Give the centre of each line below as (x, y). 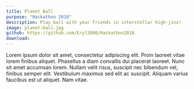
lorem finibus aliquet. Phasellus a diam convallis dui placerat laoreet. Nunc (96, 61)
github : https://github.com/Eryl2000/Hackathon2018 (70, 33)
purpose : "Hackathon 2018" (39, 17)
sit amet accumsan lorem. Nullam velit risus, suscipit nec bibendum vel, (92, 67)
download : (18, 38)
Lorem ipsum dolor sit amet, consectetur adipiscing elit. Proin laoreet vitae (96, 55)
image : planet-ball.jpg (35, 28)
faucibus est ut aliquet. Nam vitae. (47, 80)
